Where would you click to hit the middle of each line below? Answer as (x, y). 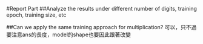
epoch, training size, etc (36, 15)
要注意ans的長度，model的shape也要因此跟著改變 (69, 34)
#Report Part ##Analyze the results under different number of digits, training (101, 9)
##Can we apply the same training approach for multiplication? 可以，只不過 (101, 27)
